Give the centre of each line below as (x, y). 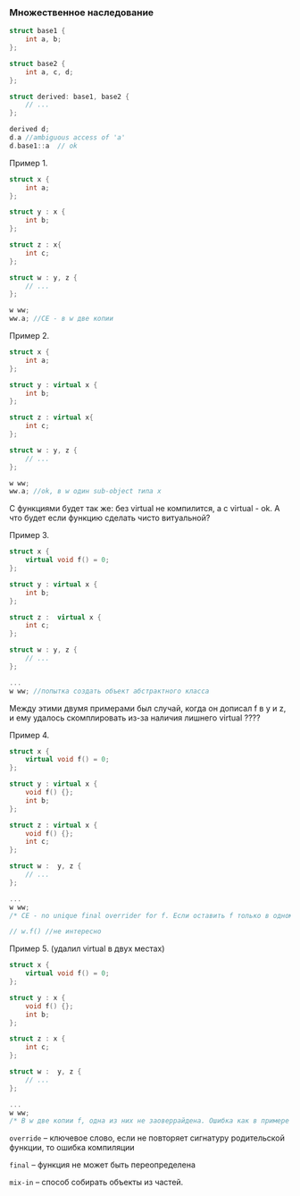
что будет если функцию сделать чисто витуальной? (110, 518)
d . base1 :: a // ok (43, 146)
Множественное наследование (82, 13)
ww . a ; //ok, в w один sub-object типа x (86, 492)
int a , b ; (44, 39)
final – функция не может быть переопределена (103, 1165)
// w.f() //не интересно (55, 931)
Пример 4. (29, 735)
